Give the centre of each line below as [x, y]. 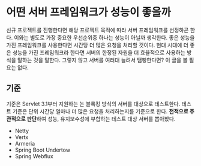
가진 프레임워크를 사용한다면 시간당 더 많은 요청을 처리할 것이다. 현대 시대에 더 [97, 45]
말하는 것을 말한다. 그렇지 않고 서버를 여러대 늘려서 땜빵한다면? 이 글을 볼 [102, 60]
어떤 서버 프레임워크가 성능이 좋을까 [88, 12]
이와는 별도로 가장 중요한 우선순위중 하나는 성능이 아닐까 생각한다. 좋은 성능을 [104, 37]
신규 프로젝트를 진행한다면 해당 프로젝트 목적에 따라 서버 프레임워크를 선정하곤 [97, 30]
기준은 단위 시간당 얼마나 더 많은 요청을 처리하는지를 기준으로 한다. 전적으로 [100, 111]
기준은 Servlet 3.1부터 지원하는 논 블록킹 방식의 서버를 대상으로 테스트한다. [93, 104]
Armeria [25, 143]
